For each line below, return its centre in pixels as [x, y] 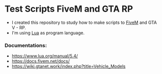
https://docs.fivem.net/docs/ [40, 61]
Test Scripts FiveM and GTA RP [69, 9]
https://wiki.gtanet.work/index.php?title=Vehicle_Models [68, 66]
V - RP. [19, 27]
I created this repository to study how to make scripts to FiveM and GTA [84, 22]
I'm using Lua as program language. [48, 33]
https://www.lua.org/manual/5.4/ [45, 56]
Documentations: [26, 45]
